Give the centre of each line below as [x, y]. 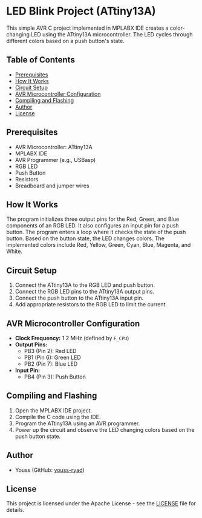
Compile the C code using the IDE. [58, 417]
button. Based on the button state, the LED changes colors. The [86, 238]
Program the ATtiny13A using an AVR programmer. [77, 423]
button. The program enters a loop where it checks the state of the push [96, 232]
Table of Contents [41, 60]
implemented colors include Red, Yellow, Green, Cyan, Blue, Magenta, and [99, 245]
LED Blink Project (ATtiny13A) [81, 11]
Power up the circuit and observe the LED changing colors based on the [105, 429]
